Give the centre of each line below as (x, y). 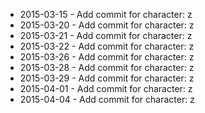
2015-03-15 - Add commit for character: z (106, 14)
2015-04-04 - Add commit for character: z (107, 99)
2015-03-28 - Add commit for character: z (107, 67)
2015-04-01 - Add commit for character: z (106, 88)
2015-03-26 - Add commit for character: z (107, 57)
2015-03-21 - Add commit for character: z (106, 35)
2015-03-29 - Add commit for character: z (107, 78)
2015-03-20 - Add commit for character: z (107, 25)
